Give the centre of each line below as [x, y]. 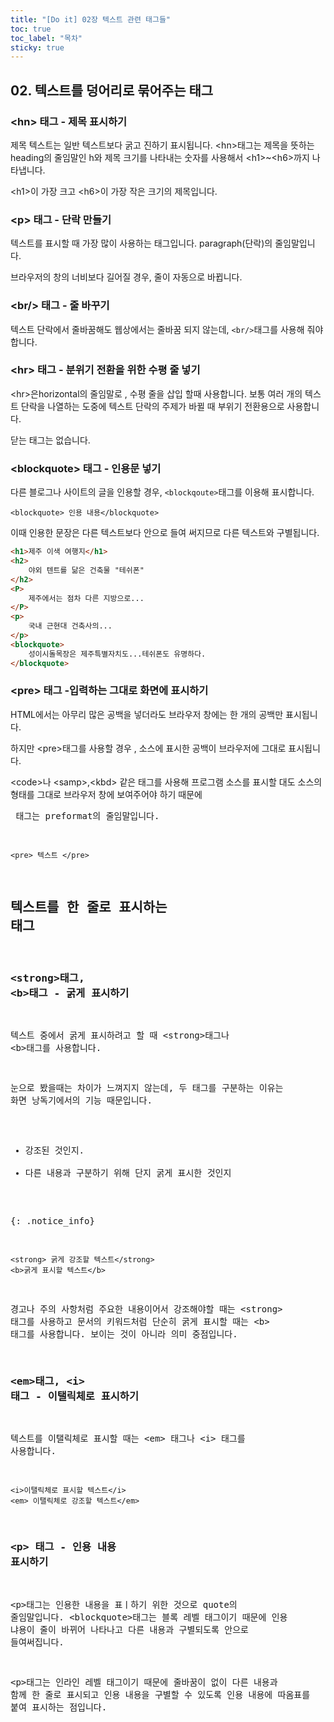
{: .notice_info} [52, 1220]
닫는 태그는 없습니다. [50, 440]
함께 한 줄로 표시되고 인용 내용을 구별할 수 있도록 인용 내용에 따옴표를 [160, 1694]
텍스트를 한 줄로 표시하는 [89, 907]
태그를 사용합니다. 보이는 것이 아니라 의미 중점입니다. [124, 1334]
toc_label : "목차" [46, 38]
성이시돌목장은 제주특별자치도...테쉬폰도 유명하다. [117, 654]
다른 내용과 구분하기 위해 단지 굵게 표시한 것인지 [128, 1172]
